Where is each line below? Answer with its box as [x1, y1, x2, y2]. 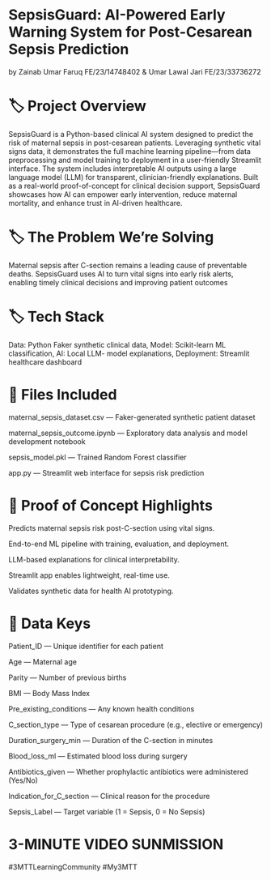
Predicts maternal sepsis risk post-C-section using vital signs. [8, 523, 215, 532]
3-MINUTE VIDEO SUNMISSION [8, 835, 224, 853]
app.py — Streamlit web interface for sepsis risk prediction [8, 468, 205, 477]
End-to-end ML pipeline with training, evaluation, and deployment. [8, 539, 229, 549]
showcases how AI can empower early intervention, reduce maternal [8, 189, 238, 199]
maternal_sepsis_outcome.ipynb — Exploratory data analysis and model [8, 428, 248, 438]
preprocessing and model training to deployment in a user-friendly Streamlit [8, 155, 261, 164]
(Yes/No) [8, 775, 39, 785]
